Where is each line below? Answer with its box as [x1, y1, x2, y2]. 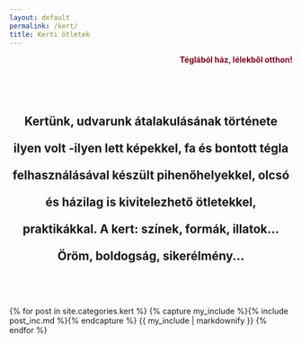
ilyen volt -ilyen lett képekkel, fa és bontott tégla [13, 140, 289, 155]
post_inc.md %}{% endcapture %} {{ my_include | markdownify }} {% [9, 315, 268, 326]
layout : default [9, 13, 70, 22]
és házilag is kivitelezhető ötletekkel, [45, 194, 257, 209]
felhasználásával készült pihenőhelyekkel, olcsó [12, 167, 290, 182]
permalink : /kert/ [9, 22, 78, 31]
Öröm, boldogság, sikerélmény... [57, 248, 245, 263]
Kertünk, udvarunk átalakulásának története [23, 113, 279, 128]
